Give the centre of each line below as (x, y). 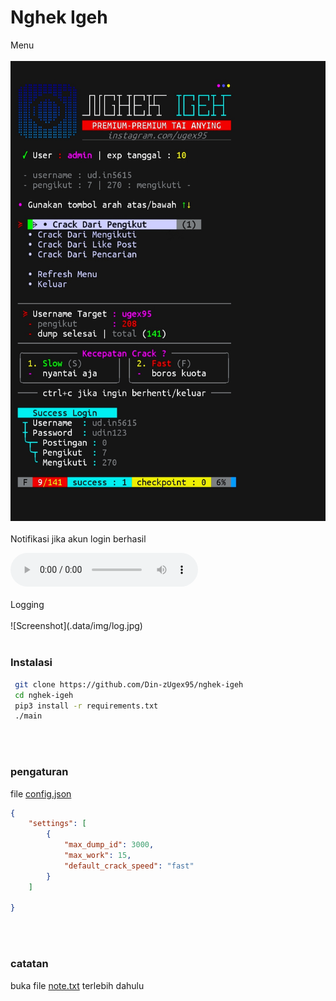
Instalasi (31, 663)
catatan (29, 964)
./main (28, 716)
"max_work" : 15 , (97, 856)
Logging (27, 605)
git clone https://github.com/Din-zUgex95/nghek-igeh (129, 684)
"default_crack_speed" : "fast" (129, 866)
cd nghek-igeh (44, 695)
